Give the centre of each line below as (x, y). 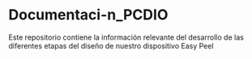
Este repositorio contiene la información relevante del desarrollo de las (126, 37)
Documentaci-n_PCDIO (88, 15)
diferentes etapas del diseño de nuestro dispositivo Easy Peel (111, 45)
